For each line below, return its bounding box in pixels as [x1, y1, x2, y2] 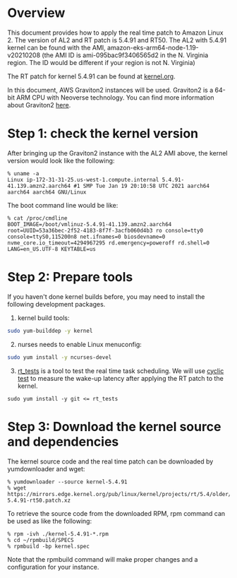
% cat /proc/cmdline [7, 214, 68, 222]
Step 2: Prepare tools [7, 269, 133, 285]
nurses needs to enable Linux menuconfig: [17, 340, 142, 348]
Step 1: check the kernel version [7, 126, 199, 142]
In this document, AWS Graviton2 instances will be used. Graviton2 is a [7, 85, 214, 94]
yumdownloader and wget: [7, 464, 85, 473]
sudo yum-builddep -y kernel [7, 327, 93, 334]
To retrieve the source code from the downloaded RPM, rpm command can [7, 509, 226, 517]
